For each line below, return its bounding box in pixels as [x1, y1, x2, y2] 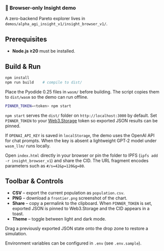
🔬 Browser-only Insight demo [5, 4, 76, 11]
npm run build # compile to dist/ [5, 80, 82, 85]
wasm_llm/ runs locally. [5, 142, 51, 149]
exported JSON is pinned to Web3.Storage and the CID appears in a [12, 206, 150, 212]
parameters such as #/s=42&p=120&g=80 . [5, 163, 85, 168]
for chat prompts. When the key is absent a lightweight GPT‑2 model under [5, 138, 157, 143]
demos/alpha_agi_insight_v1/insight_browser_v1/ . [5, 21, 108, 27]
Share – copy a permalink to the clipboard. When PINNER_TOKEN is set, [12, 200, 152, 206]
